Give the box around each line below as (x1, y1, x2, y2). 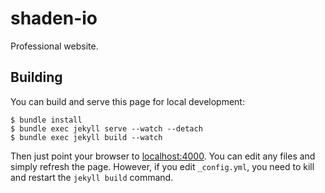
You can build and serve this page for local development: (10, 95, 245, 107)
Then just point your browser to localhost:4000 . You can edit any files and (10, 150, 316, 162)
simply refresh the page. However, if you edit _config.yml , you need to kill (10, 160, 315, 172)
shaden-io (10, 7, 98, 30)
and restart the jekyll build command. (10, 171, 174, 183)
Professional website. (10, 40, 99, 52)
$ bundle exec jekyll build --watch (10, 132, 163, 142)
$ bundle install (10, 115, 83, 125)
